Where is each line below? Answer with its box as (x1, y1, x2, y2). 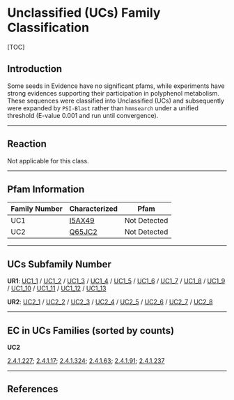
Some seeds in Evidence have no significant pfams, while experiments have (7, 82, 225, 90)
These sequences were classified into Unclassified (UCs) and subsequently (7, 96, 225, 105)
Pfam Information (7, 183, 85, 195)
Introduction (7, 63, 63, 75)
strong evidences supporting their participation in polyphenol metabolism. (7, 89, 219, 97)
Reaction (7, 138, 47, 150)
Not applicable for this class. (7, 156, 89, 165)
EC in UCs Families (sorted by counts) (7, 325, 175, 336)
